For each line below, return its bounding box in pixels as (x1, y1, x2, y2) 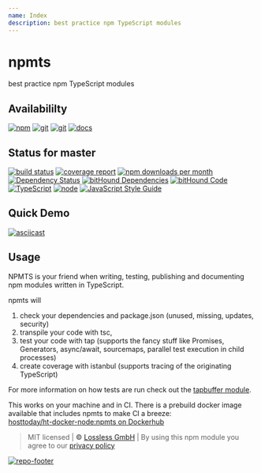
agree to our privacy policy (27, 441, 116, 450)
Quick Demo (8, 206, 70, 220)
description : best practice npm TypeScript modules (8, 19, 181, 27)
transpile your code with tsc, (19, 327, 113, 337)
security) (19, 319, 50, 328)
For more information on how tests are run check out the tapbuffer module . (8, 384, 252, 394)
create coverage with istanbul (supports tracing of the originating (19, 361, 232, 370)
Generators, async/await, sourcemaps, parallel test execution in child (19, 344, 244, 354)
